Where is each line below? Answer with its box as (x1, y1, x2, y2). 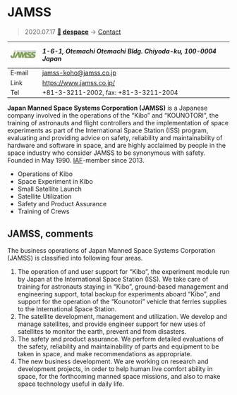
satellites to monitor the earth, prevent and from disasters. (17, 327, 187, 336)
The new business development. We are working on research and (17, 357, 209, 366)
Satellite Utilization (17, 192, 72, 201)
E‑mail (10, 68, 29, 77)
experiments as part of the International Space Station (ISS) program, (7, 126, 209, 134)
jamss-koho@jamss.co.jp (42, 68, 116, 77)
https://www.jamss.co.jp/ (42, 78, 115, 87)
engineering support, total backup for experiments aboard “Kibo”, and (17, 290, 221, 299)
